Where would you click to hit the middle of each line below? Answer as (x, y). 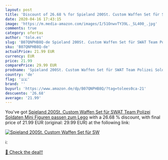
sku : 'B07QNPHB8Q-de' (28, 47)
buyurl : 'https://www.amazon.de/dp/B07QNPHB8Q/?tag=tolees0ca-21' (76, 88)
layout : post (19, 10)
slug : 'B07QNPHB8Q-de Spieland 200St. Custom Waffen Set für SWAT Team (81, 42)
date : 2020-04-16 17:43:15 (33, 19)
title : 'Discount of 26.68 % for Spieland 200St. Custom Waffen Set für (82, 14)
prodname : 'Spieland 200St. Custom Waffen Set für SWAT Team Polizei (79, 70)
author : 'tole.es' (24, 38)
